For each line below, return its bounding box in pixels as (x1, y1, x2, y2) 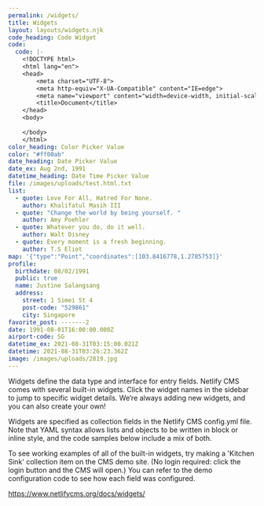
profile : (8, 260, 37, 268)
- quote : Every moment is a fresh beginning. (15, 238, 167, 246)
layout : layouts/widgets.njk (8, 26, 104, 34)
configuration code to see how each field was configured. (8, 473, 196, 483)
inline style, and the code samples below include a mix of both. (8, 433, 212, 442)
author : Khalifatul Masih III (22, 201, 122, 209)
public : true (15, 274, 58, 283)
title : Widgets (8, 19, 58, 27)
